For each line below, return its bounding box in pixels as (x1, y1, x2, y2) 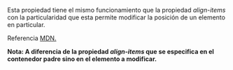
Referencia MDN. (7, 34, 57, 42)
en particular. (7, 21, 45, 28)
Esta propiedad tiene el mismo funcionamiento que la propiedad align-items (7, 6, 226, 14)
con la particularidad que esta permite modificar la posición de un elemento (7, 13, 226, 21)
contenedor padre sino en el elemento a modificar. (7, 55, 157, 63)
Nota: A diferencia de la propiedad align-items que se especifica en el (7, 48, 215, 55)
